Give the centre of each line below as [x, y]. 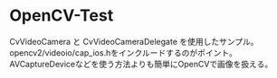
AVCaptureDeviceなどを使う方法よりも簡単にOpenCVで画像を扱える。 [141, 64]
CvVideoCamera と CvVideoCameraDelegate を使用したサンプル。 [134, 41]
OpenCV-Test [62, 16]
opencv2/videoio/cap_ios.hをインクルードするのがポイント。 [124, 52]
